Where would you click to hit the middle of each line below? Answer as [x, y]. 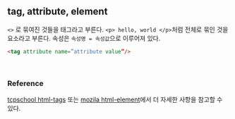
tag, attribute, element [58, 12]
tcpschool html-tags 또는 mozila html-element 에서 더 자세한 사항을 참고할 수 [115, 99]
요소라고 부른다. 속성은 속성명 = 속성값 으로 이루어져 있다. [84, 38]
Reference [25, 83]
